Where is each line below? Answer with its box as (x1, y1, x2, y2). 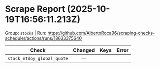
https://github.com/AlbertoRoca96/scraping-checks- (47, 30, 155, 36)
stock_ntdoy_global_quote (7, 55, 68, 61)
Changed (73, 46, 95, 53)
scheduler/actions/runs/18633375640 (5, 35, 82, 41)
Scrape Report (5, 3, 65, 15)
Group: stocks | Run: (5, 30, 47, 36)
